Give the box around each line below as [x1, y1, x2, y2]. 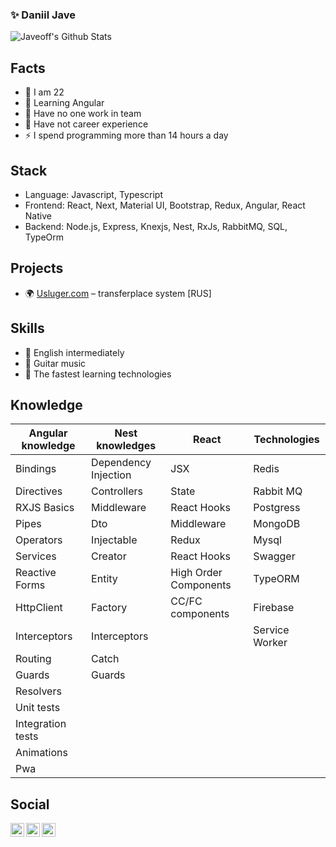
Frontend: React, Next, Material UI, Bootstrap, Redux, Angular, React [24, 199, 306, 211]
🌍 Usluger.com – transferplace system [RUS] [24, 287, 212, 299]
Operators [15, 533, 63, 547]
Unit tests [15, 701, 61, 715]
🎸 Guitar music [24, 357, 87, 369]
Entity [91, 572, 118, 586]
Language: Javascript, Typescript [24, 188, 164, 200]
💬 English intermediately [24, 346, 125, 358]
